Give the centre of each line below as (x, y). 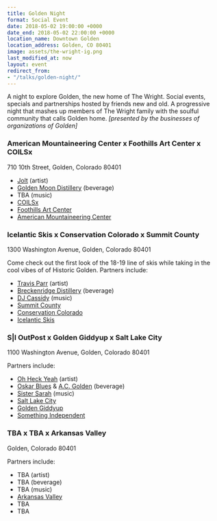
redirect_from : (29, 71)
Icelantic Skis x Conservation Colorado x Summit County (103, 234)
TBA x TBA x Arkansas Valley (57, 433)
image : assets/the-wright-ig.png (55, 52)
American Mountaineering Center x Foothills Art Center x (104, 143)
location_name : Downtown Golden (53, 39)
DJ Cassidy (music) (44, 298)
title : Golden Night (37, 13)
